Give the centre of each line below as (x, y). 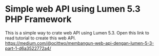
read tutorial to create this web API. (40, 38)
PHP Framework (38, 19)
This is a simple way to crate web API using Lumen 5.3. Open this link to (77, 33)
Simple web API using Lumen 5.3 (73, 9)
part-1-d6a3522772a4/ (28, 48)
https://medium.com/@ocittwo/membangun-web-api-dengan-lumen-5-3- (79, 43)
